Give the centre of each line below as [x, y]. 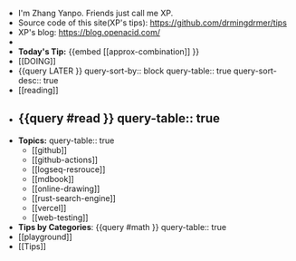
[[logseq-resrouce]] [68, 169]
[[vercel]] [49, 208]
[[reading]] [38, 90]
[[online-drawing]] [66, 188]
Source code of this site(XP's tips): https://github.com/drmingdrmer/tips [153, 23]
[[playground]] [45, 237]
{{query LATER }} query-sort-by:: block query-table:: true [125, 71]
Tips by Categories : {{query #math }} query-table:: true [122, 227]
